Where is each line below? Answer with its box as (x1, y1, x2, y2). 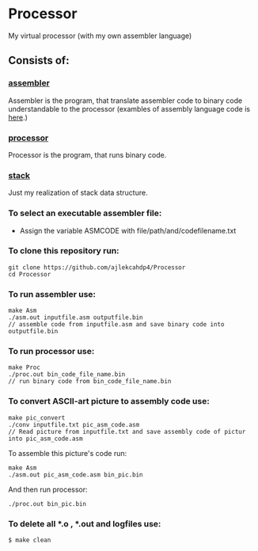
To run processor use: (8, 346, 95, 357)
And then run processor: (8, 484, 89, 494)
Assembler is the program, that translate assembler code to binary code (8, 96, 243, 105)
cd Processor (8, 270, 51, 278)
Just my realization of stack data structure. (8, 188, 148, 198)
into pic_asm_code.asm (8, 435, 83, 443)
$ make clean (8, 536, 51, 544)
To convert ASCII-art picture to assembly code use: (8, 396, 210, 407)
